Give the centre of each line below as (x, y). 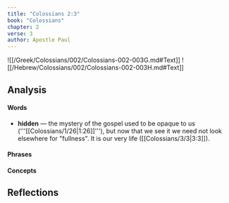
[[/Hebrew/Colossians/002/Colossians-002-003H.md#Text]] (96, 68)
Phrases (20, 154)
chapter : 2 (23, 27)
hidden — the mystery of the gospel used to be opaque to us (106, 123)
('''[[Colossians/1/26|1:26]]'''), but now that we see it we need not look (120, 130)
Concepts (22, 171)
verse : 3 (20, 33)
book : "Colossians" (36, 20)
